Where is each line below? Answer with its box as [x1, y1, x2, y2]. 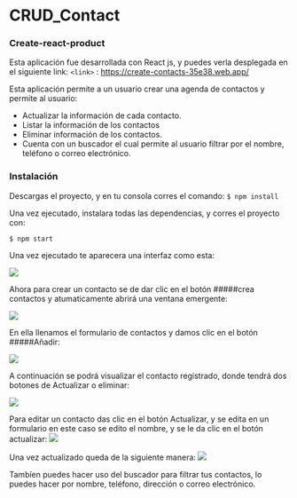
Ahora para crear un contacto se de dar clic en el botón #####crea [9, 283, 254, 294]
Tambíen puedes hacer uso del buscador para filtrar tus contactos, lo [9, 469, 262, 479]
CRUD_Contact [9, 5, 121, 26]
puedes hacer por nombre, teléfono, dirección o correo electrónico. [9, 478, 256, 489]
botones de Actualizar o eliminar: [9, 379, 130, 391]
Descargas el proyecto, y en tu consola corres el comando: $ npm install [9, 190, 279, 201]
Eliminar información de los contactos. [21, 130, 162, 140]
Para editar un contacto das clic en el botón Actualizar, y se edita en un [9, 414, 270, 424]
